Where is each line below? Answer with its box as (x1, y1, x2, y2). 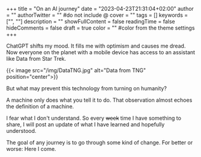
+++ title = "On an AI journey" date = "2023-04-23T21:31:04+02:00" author (6, 5, 194, 12)
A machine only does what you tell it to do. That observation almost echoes (6, 96, 193, 103)
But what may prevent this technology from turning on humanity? (6, 85, 167, 92)
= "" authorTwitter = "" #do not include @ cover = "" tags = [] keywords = (6, 11, 188, 19)
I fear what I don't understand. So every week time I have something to (6, 114, 182, 122)
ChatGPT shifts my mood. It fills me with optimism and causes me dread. (6, 42, 186, 49)
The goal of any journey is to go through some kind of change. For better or (6, 139, 193, 146)
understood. (6, 128, 37, 134)
